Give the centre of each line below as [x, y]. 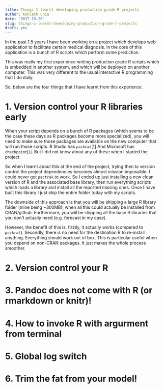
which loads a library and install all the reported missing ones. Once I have [80, 188]
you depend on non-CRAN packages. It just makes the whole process [76, 243]
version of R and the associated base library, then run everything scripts [78, 182]
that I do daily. [19, 78]
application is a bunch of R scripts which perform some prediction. [72, 53]
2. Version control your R [57, 268]
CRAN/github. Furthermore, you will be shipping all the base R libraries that [81, 213]
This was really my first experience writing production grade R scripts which [82, 62]
